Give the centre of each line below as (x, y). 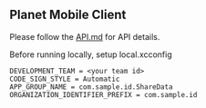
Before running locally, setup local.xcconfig (91, 54)
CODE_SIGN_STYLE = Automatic (65, 79)
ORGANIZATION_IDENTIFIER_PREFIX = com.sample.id (103, 94)
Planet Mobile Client (68, 15)
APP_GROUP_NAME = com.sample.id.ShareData (91, 87)
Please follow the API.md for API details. (85, 36)
